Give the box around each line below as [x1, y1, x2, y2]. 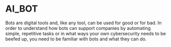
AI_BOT [5, 3, 38, 15]
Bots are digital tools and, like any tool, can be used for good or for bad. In [5, 20, 162, 26]
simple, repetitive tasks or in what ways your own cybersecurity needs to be [5, 30, 166, 36]
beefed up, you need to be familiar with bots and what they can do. [5, 36, 147, 42]
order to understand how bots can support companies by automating [5, 25, 151, 31]
